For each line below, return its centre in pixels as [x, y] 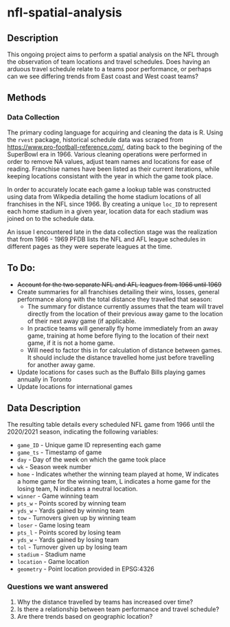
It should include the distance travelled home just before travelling [121, 357]
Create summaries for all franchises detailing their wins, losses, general [118, 292]
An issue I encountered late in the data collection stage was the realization [112, 232]
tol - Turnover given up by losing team [72, 547]
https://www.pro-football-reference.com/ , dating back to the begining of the [115, 147]
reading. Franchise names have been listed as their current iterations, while [113, 169]
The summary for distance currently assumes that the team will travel [125, 306]
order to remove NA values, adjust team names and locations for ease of [110, 161]
